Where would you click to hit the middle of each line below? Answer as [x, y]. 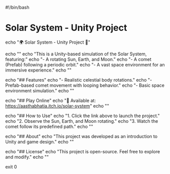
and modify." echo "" [27, 157]
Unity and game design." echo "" [40, 142]
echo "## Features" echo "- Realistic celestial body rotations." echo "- [79, 80]
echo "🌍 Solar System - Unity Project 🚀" [48, 42]
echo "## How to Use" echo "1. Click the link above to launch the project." [82, 116]
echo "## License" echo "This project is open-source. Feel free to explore [83, 151]
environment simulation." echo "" [40, 90]
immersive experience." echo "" [39, 70]
